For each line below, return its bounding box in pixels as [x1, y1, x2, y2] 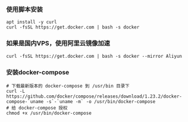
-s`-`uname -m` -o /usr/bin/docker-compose [46, 98, 156, 105]
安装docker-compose [6, 68, 70, 76]
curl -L [6, 88, 26, 94]
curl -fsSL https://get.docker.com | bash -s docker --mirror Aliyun [6, 53, 183, 59]
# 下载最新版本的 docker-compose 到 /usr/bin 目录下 [6, 83, 130, 89]
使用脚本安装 [6, 5, 43, 13]
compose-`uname [6, 98, 44, 105]
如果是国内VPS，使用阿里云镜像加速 [6, 39, 110, 48]
